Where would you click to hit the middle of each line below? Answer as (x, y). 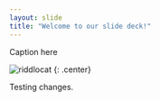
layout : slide (36, 18)
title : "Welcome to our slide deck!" (80, 26)
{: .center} (73, 69)
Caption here (33, 51)
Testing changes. (42, 87)
